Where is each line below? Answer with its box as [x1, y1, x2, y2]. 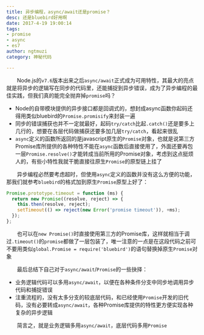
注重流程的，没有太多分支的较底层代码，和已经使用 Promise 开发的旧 [15, 293, 183, 300]
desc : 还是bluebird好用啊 [6, 15, 67, 21]
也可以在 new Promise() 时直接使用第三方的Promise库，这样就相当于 [16, 230, 185, 237]
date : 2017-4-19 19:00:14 [6, 20, 72, 26]
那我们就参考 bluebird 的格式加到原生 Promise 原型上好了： [6, 178, 149, 185]
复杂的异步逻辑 [15, 308, 53, 316]
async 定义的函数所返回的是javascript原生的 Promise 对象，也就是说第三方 [15, 134, 195, 142]
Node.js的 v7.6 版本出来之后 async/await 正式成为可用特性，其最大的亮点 [16, 76, 194, 84]
